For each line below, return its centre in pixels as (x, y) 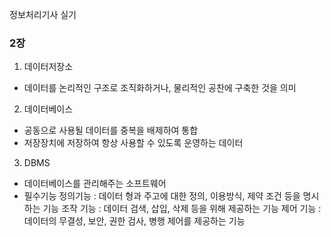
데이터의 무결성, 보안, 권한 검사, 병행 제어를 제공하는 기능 (134, 221)
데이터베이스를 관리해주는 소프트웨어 (95, 184)
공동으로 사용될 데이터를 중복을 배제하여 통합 (111, 130)
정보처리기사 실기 (43, 14)
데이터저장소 (48, 67)
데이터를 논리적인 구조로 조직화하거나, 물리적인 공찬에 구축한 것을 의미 (160, 88)
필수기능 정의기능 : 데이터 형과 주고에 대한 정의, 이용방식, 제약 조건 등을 (162, 196)
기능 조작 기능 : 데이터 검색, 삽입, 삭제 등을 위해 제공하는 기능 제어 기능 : (182, 209)
